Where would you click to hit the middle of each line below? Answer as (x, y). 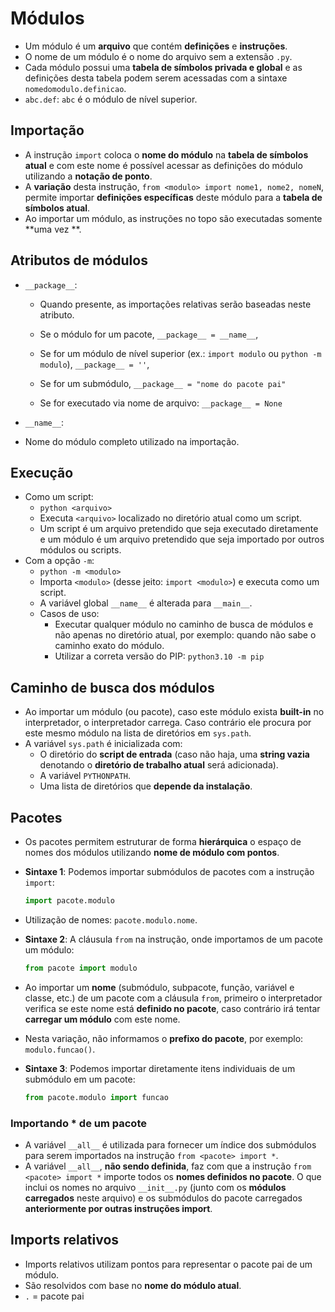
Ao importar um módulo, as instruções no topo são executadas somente (173, 218)
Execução (42, 472)
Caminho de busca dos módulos (112, 687)
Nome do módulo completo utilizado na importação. (132, 441)
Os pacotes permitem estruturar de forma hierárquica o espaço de (163, 841)
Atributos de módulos (79, 260)
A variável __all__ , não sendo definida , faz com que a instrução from (168, 1166)
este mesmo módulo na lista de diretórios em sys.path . (138, 733)
